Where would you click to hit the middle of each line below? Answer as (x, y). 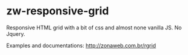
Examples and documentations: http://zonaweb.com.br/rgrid (81, 45)
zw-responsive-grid (58, 11)
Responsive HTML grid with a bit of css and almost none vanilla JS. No (94, 27)
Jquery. (16, 33)
